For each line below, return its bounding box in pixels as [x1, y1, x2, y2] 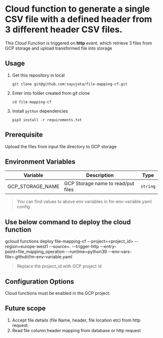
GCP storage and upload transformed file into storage [5, 45, 113, 51]
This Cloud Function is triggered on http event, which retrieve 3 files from [5, 40, 152, 46]
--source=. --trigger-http [49, 244, 99, 250]
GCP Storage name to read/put [64, 180, 134, 187]
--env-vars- [108, 249, 132, 254]
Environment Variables [5, 157, 76, 166]
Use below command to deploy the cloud [5, 218, 131, 226]
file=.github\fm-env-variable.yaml [5, 254, 73, 260]
